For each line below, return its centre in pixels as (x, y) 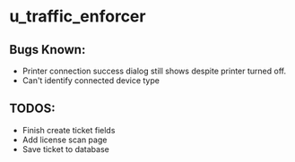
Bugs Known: (48, 50)
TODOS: (32, 109)
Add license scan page (65, 140)
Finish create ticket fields (69, 130)
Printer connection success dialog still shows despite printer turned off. (154, 71)
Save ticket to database (65, 149)
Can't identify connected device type (91, 81)
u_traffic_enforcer (78, 17)
